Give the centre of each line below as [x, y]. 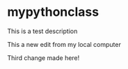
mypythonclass [53, 12]
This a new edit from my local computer [64, 44]
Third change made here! [43, 58]
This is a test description [42, 31]
